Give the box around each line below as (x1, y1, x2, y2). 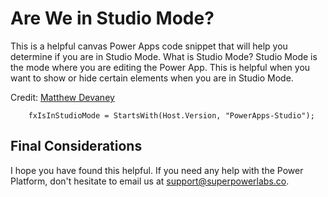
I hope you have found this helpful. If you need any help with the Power (10, 164, 304, 176)
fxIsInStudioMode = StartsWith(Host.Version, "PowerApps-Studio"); (28, 110, 315, 121)
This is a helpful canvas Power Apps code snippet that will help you (10, 40, 288, 52)
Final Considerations (10, 138, 143, 155)
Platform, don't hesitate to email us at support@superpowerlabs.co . (10, 175, 290, 187)
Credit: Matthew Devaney (10, 91, 115, 103)
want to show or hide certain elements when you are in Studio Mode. (10, 72, 294, 84)
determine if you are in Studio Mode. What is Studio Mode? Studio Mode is (10, 50, 318, 62)
